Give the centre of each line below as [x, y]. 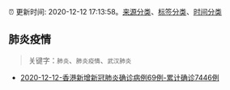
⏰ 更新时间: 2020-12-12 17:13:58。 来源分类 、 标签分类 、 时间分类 [115, 12]
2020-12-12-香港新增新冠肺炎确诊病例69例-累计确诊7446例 [120, 77]
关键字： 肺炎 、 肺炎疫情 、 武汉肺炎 [80, 60]
